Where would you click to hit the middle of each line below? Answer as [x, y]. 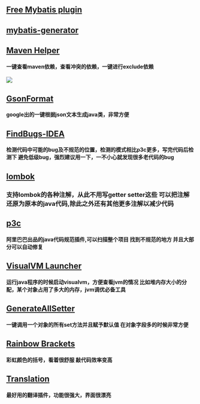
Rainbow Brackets [41, 344]
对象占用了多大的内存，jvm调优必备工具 [76, 289]
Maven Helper [33, 51]
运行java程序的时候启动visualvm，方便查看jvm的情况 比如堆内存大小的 [94, 282]
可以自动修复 [27, 247]
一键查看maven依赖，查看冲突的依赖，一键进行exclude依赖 [80, 66]
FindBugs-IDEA [35, 134]
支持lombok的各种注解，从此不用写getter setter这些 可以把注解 [98, 195]
